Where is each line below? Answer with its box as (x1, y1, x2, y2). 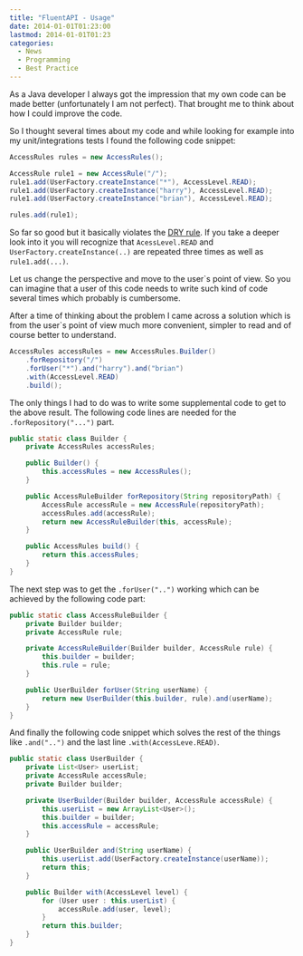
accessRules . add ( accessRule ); (42, 508, 156, 517)
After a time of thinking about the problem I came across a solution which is (9, 310, 291, 322)
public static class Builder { (9, 434, 128, 443)
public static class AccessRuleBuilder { (9, 611, 168, 620)
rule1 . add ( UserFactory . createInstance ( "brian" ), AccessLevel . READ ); (9, 194, 273, 204)
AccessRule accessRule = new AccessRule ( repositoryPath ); (42, 500, 265, 509)
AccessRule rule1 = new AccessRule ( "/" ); (9, 169, 168, 178)
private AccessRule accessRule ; (25, 771, 147, 780)
